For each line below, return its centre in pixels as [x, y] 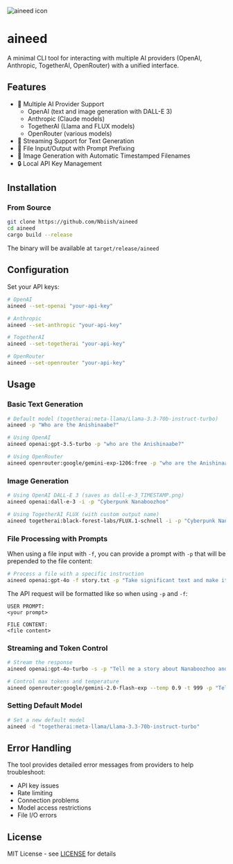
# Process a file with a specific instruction [76, 574]
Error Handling [39, 748]
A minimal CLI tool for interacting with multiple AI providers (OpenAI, [105, 58]
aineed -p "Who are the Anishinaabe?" [63, 425]
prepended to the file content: [50, 561]
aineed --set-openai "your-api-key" [60, 306]
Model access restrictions [54, 808]
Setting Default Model [45, 706]
